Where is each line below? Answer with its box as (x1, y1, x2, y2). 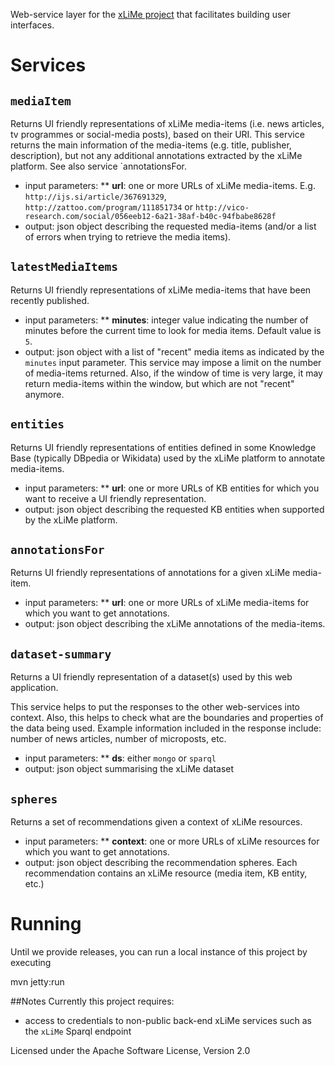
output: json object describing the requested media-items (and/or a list (24, 220, 317, 232)
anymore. (24, 388, 65, 400)
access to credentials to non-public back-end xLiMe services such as (24, 1015, 312, 1026)
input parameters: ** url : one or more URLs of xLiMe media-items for (24, 597, 310, 609)
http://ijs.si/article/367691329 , (24, 190, 167, 202)
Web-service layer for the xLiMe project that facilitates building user (10, 9, 291, 20)
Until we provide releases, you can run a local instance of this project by (10, 946, 308, 958)
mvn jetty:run (10, 976, 65, 988)
